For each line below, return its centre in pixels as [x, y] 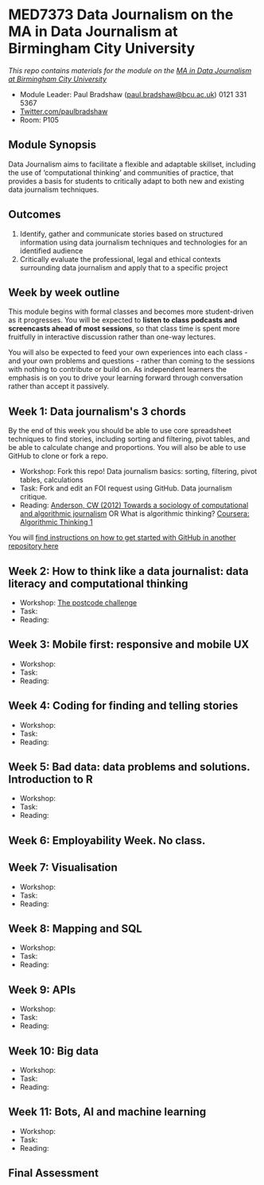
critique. [33, 497]
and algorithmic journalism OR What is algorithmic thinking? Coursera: [134, 514]
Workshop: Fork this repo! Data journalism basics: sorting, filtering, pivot [138, 471]
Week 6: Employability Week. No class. [107, 841]
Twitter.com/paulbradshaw [64, 111]
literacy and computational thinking [98, 583]
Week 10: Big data [54, 1051]
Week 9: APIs [42, 989]
